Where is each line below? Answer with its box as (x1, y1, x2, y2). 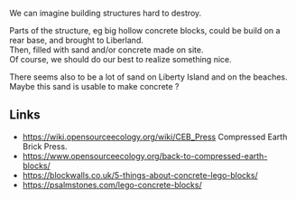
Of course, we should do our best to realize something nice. (9, 54, 232, 64)
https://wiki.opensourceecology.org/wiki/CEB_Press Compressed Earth (22, 131, 288, 142)
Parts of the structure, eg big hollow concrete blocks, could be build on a (9, 25, 281, 35)
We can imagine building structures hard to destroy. (9, 8, 202, 18)
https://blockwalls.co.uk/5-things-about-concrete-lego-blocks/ (22, 169, 259, 180)
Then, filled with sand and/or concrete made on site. (9, 44, 204, 55)
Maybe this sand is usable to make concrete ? (9, 81, 180, 91)
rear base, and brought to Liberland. (9, 35, 144, 45)
